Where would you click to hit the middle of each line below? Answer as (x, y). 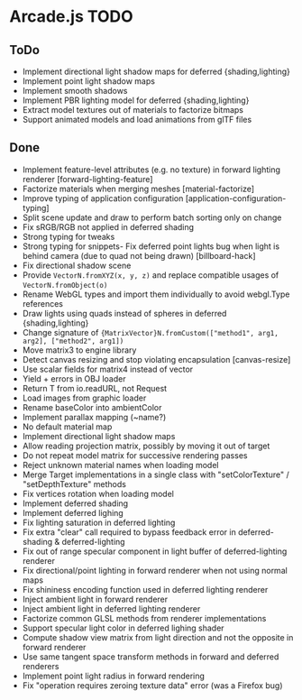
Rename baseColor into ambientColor (92, 407)
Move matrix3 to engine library (79, 350)
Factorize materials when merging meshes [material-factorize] (138, 189)
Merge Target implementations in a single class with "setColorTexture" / (156, 474)
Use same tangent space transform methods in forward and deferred (151, 657)
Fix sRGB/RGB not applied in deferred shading (108, 226)
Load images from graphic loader (84, 398)
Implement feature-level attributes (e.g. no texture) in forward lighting (151, 170)
